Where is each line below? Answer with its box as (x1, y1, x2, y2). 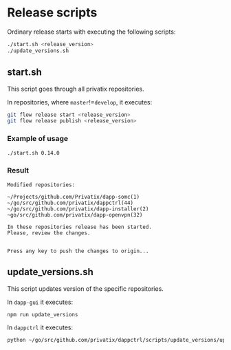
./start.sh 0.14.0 (7, 149, 60, 156)
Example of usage (7, 134, 69, 144)
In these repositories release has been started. (7, 223, 153, 230)
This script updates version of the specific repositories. (7, 284, 164, 293)
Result (7, 166, 30, 175)
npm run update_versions (7, 311, 78, 318)
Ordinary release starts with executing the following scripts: (7, 28, 176, 36)
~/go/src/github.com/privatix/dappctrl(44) (7, 199, 134, 206)
